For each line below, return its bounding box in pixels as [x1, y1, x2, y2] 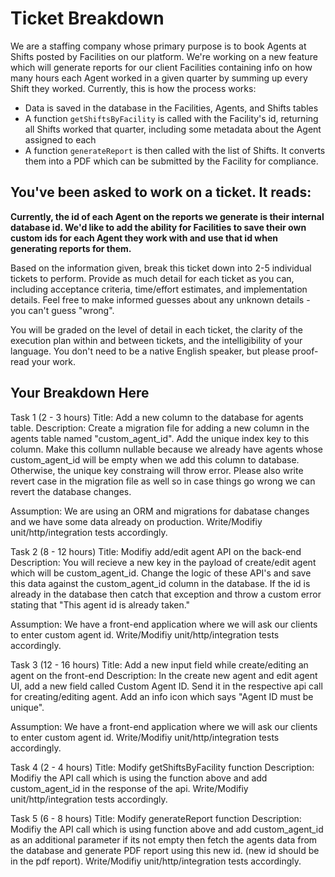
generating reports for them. [10, 242, 132, 254]
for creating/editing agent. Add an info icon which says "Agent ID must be [10, 690, 314, 702]
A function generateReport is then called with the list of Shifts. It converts [24, 144, 326, 156]
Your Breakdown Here [10, 385, 150, 402]
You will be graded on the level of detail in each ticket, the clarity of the [10, 323, 303, 336]
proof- [291, 345, 319, 357]
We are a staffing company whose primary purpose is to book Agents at [10, 40, 307, 52]
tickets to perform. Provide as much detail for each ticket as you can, [10, 272, 295, 284]
